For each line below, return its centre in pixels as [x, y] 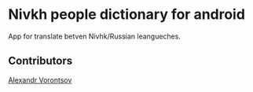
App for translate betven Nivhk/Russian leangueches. [94, 36]
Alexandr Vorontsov [40, 79]
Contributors [40, 61]
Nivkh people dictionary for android [127, 15]
